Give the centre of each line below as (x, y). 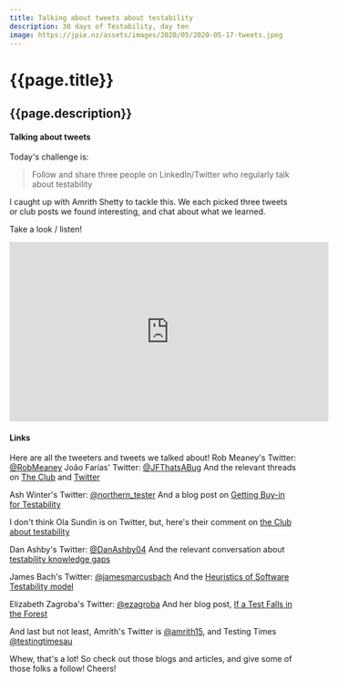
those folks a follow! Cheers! (63, 669)
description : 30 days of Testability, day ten (99, 26)
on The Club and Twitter (55, 477)
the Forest (29, 614)
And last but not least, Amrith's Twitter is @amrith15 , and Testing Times (143, 632)
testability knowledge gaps (60, 559)
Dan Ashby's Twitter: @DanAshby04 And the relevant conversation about (147, 550)
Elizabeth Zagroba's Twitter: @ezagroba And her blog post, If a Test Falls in (151, 604)
